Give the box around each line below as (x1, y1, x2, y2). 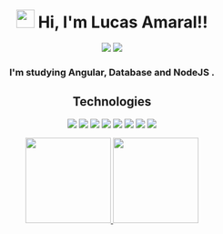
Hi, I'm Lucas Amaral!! (37, 12, 208, 33)
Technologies (72, 94, 152, 109)
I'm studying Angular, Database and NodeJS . (8, 66, 216, 78)
